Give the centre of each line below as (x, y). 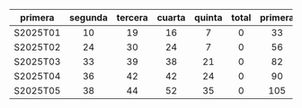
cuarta (171, 17)
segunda (88, 17)
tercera (132, 17)
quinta (209, 17)
